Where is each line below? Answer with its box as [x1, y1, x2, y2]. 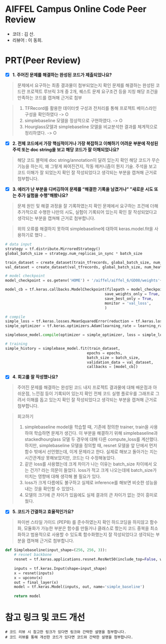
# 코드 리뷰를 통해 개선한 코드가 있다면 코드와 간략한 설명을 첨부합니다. [5, 635, 133, 640]
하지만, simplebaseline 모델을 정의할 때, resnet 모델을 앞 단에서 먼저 [24, 443, 157, 449]
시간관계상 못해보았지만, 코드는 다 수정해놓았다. [24, 455, 116, 461]
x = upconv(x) [14, 575, 43, 580]
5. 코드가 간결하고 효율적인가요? [12, 508, 74, 515]
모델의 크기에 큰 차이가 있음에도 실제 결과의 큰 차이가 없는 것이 [24, 492, 145, 498]
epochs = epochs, [86, 350, 123, 356]
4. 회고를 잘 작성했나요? [12, 374, 58, 380]
